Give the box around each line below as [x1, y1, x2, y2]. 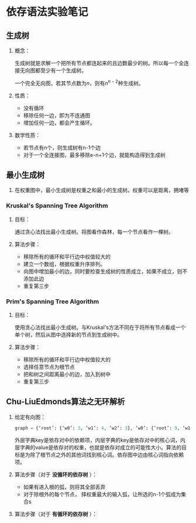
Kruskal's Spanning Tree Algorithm [6, 201, 108, 210]
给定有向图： [14, 413, 46, 421]
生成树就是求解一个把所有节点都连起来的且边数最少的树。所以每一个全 [14, 60, 184, 66]
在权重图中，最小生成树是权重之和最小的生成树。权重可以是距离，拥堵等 [14, 187, 189, 194]
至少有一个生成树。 [40, 67, 87, 74]
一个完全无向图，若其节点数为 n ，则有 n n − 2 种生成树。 [14, 78, 144, 87]
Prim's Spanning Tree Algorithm [6, 297, 99, 305]
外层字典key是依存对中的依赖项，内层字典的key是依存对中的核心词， [14, 436, 181, 443]
